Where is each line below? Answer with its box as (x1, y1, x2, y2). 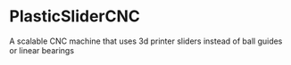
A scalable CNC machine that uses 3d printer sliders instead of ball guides (9, 36, 283, 46)
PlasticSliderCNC (9, 6, 140, 27)
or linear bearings (9, 45, 74, 55)
